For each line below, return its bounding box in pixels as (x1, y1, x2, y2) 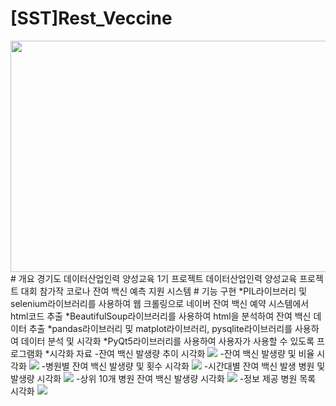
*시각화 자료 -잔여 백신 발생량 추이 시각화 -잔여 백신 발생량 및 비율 (44, 347, 315, 359)
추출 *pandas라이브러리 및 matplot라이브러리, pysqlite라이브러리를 (28, 322, 293, 334)
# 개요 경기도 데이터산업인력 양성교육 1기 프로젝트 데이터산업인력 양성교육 (10, 272, 298, 284)
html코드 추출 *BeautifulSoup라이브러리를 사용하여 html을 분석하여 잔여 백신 (10, 310, 312, 322)
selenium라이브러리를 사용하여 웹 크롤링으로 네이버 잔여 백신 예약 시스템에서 (10, 297, 310, 309)
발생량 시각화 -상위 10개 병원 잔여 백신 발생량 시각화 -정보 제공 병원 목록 (10, 372, 317, 384)
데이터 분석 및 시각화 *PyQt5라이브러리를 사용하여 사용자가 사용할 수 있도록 (20, 335, 315, 347)
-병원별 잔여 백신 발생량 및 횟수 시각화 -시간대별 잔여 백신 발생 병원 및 (41, 360, 326, 372)
